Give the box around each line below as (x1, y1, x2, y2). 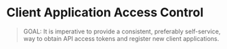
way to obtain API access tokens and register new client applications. (23, 34, 219, 42)
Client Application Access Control (6, 5, 204, 20)
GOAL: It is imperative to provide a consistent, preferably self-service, (23, 27, 221, 35)
